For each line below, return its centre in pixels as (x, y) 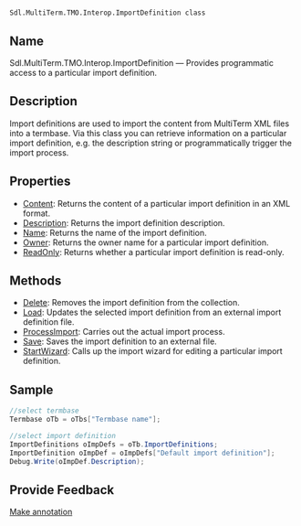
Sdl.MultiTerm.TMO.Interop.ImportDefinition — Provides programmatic (141, 63)
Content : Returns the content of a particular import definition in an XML (156, 203)
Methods (36, 281)
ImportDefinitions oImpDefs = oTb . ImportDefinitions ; (114, 444)
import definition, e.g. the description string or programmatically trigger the (150, 143)
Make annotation (41, 512)
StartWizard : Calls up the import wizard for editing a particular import (152, 351)
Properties (40, 182)
